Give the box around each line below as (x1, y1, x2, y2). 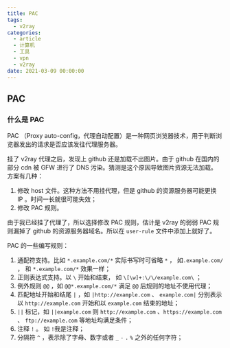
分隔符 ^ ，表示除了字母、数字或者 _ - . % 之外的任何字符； (16, 334, 183, 342)
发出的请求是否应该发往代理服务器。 (19, 140, 122, 148)
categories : (7, 29, 41, 36)
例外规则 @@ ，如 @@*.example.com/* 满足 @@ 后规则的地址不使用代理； (16, 282, 213, 290)
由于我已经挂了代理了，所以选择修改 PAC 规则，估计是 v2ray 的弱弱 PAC (7, 218, 211, 227)
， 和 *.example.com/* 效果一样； (16, 265, 111, 273)
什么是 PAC (7, 115, 45, 124)
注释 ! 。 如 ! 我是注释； (16, 325, 84, 333)
